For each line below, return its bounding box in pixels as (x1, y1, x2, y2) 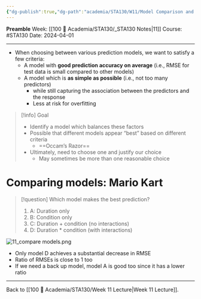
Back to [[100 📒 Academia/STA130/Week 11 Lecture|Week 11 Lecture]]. (6, 286, 179, 293)
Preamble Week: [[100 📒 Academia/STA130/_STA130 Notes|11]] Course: (6, 25, 182, 32)
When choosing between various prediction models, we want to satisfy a (14, 49, 194, 56)
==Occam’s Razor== (38, 142, 90, 149)
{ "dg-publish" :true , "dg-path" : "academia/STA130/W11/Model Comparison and (6, 8, 194, 15)
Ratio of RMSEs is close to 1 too (14, 256, 93, 263)
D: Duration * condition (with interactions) (29, 226, 133, 234)
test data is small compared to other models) (23, 68, 135, 75)
